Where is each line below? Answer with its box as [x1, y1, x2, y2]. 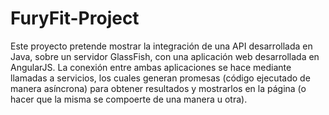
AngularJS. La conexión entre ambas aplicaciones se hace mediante [10, 61, 292, 73]
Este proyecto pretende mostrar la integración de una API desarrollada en [10, 40, 313, 52]
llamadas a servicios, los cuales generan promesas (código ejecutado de [10, 72, 311, 84]
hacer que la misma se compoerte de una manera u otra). [10, 93, 248, 105]
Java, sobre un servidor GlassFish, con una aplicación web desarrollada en [10, 50, 320, 62]
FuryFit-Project [10, 7, 140, 30]
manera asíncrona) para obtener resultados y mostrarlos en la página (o [10, 82, 307, 94]
